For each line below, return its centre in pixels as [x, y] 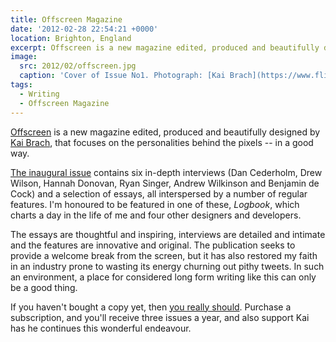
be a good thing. [44, 287]
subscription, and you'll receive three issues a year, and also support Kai [160, 317]
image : [24, 57]
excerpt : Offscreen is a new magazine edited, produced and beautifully [165, 47]
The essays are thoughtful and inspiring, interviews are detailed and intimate [168, 234]
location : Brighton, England [71, 38]
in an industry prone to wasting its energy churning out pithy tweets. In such [167, 266]
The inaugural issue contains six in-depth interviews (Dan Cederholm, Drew [166, 172]
